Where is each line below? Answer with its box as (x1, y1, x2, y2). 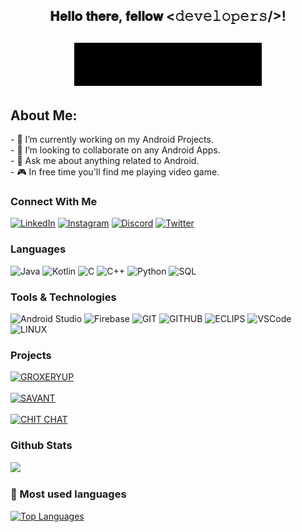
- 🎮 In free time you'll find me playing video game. (10, 166, 220, 178)
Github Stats (10, 439, 73, 453)
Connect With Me (10, 194, 98, 208)
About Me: (10, 107, 78, 124)
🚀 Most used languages (10, 487, 127, 501)
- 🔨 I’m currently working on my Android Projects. (10, 134, 214, 146)
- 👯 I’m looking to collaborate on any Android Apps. (10, 144, 221, 156)
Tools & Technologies (10, 290, 117, 304)
